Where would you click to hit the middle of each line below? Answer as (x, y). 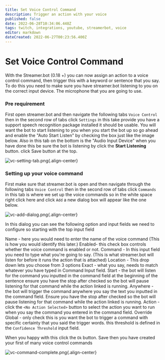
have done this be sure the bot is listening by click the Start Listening (76, 146)
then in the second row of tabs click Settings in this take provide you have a (82, 120)
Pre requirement (25, 104)
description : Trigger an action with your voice (56, 14)
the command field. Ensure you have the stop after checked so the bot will (81, 297)
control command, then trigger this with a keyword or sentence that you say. (82, 80)
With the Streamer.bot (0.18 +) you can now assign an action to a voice (77, 75)
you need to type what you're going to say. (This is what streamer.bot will (80, 255)
